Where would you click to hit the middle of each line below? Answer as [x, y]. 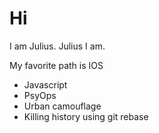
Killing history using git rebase [86, 116]
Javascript [45, 84]
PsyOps [40, 95]
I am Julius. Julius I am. [57, 46]
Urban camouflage [62, 106]
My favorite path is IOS [56, 65]
